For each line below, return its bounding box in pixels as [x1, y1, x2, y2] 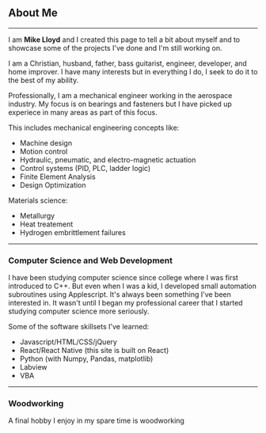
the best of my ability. [8, 75, 79, 85]
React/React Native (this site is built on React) [19, 346, 169, 355]
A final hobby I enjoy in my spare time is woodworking [8, 416, 184, 426]
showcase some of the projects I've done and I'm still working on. [8, 43, 222, 52]
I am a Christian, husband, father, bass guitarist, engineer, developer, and [8, 59, 247, 68]
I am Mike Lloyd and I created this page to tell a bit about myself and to [8, 35, 241, 44]
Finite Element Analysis [19, 172, 97, 181]
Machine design [19, 138, 73, 147]
